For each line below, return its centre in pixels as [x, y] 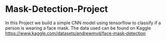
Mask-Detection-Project [57, 9]
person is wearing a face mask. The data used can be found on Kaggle [78, 28]
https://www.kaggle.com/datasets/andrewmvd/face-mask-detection [75, 33]
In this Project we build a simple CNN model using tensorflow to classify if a [83, 23]
